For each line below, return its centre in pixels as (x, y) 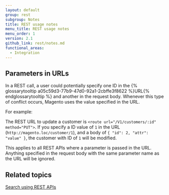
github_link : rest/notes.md (35, 43)
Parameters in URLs (37, 73)
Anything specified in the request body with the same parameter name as (82, 153)
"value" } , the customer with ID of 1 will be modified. (61, 138)
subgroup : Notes (22, 19)
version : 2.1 (19, 39)
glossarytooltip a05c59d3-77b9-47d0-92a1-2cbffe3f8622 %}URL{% (77, 91)
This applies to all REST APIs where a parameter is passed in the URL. (78, 148)
